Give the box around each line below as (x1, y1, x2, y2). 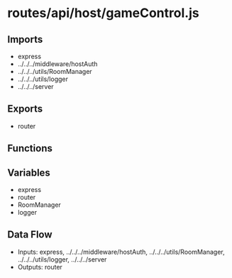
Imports (7, 33, 43, 46)
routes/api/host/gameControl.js (7, 5, 200, 21)
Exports (7, 103, 43, 115)
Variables (7, 166, 51, 178)
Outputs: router (17, 262, 62, 271)
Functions (7, 142, 53, 154)
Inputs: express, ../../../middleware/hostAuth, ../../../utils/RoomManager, (17, 247, 225, 256)
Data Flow (7, 229, 53, 241)
